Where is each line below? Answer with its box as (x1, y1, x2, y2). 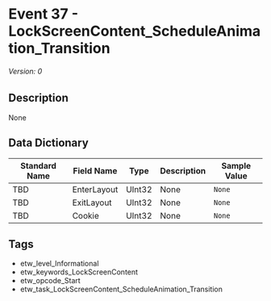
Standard (19, 160, 56, 171)
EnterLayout (72, 183, 119, 194)
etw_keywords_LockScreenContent (19, 267, 139, 277)
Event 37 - (8, 5, 79, 23)
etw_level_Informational (19, 259, 99, 269)
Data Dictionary (8, 136, 89, 150)
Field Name (73, 165, 118, 176)
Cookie (72, 210, 99, 221)
